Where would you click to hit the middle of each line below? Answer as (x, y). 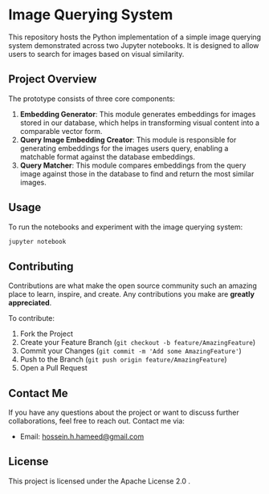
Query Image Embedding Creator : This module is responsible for (128, 140)
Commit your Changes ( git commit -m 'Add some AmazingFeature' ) (131, 351)
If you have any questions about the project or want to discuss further (124, 413)
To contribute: (31, 318)
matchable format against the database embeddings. (107, 156)
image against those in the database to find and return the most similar (137, 173)
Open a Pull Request (54, 368)
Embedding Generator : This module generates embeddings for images (138, 114)
